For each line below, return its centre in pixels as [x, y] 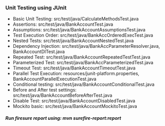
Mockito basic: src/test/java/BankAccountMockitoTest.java [75, 106]
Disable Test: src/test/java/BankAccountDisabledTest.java [74, 101]
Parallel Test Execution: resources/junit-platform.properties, [76, 74]
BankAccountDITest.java [39, 52]
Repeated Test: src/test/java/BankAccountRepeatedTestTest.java [81, 57]
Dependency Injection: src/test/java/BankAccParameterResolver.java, [86, 46]
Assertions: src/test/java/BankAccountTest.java [63, 24]
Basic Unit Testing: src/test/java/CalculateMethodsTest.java [76, 19]
